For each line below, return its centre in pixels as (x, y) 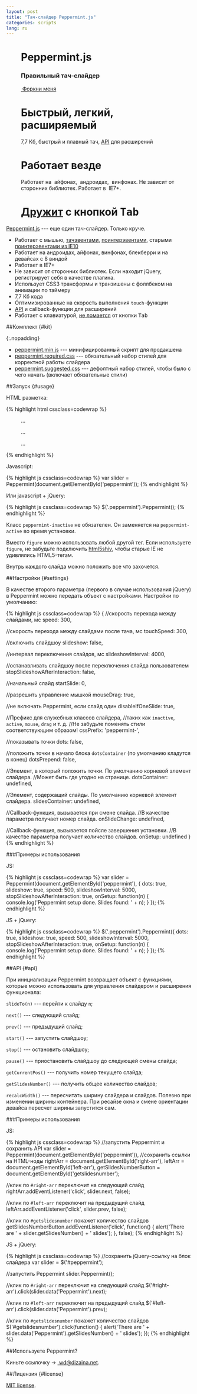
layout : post (22, 12)
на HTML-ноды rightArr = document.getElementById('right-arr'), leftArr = (95, 1161)
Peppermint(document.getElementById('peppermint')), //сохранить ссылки (98, 1155)
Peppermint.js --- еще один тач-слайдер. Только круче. (76, 228)
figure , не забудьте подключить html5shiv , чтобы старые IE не (85, 549)
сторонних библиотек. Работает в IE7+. (71, 188)
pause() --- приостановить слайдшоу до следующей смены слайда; (92, 1061)
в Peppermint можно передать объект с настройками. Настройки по (93, 595)
